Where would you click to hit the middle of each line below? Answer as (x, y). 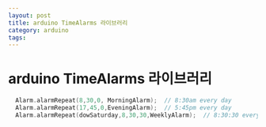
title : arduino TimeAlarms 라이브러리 (68, 23)
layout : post (30, 15)
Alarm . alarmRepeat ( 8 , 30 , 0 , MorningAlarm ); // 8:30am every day (123, 101)
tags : (17, 37)
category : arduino (38, 30)
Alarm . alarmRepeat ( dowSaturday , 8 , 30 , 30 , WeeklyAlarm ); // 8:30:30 (127, 115)
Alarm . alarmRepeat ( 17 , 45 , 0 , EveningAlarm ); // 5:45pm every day (123, 108)
